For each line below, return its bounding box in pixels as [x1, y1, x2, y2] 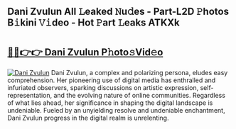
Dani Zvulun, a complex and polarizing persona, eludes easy [50, 69, 228, 77]
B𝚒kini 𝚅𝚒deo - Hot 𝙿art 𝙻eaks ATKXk [7, 17, 180, 29]
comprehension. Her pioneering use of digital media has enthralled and [7, 76, 216, 84]
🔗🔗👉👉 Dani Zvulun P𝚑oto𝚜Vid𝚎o [7, 46, 163, 58]
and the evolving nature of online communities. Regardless [53, 91, 226, 99]
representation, [7, 91, 52, 99]
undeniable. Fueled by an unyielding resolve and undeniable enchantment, [7, 106, 225, 114]
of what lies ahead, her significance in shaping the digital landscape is [7, 99, 213, 107]
